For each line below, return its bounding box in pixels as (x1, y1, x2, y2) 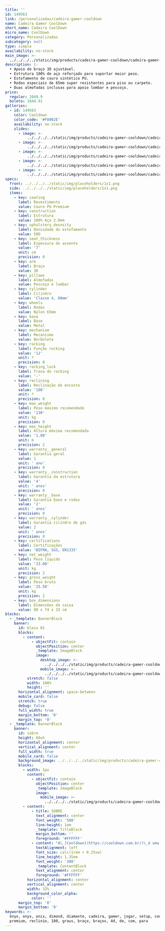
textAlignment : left (36, 845, 78, 850)
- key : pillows (14, 273, 45, 278)
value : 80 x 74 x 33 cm (18, 607, 67, 612)
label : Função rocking (18, 346, 65, 351)
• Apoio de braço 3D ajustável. (9, 67, 76, 72)
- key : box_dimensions (14, 598, 60, 603)
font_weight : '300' (36, 859, 76, 864)
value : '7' (18, 245, 41, 250)
